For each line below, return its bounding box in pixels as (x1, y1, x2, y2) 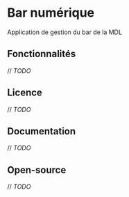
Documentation (7, 125, 76, 137)
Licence (7, 87, 43, 99)
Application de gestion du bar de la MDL (7, 28, 123, 36)
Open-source (7, 164, 67, 175)
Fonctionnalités (7, 48, 76, 60)
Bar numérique (7, 5, 95, 21)
